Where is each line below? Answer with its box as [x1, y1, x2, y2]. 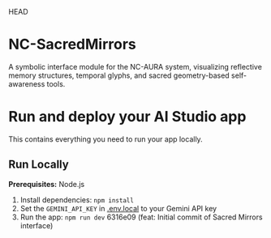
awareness [8, 79, 45, 88]
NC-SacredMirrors [8, 36, 136, 53]
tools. [46, 79, 66, 88]
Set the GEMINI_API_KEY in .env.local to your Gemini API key [19, 203, 217, 213]
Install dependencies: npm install [19, 194, 134, 205]
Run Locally [8, 158, 69, 172]
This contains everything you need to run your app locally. [8, 134, 203, 144]
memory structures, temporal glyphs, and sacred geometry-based [8, 70, 230, 80]
